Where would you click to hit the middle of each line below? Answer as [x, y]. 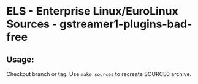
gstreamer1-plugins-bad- [126, 24]
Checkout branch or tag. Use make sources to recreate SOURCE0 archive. [99, 74]
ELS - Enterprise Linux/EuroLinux [93, 11]
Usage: [21, 59]
